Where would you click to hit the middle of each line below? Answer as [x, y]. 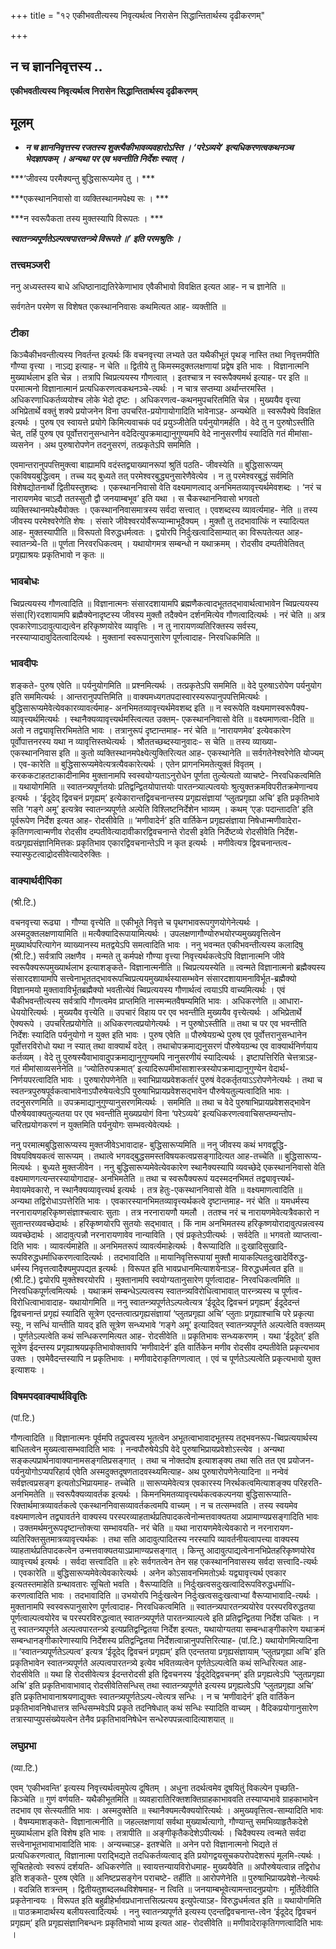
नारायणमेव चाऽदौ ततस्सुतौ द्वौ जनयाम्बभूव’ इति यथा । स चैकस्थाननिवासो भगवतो [135, 499]
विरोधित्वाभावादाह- [39, 1302]
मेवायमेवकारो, [31, 1190]
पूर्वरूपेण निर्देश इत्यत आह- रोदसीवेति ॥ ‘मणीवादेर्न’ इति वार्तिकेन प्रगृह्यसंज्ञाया [128, 820]
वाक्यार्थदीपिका [36, 880]
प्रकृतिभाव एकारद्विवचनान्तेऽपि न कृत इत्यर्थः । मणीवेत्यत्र [162, 842]
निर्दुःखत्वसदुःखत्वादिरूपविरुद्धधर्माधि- [239, 1584]
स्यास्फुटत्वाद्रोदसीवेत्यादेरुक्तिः [56, 854]
